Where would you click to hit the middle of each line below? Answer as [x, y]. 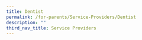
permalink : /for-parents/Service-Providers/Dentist [71, 17]
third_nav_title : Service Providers [51, 28]
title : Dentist [25, 11]
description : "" [26, 22]
